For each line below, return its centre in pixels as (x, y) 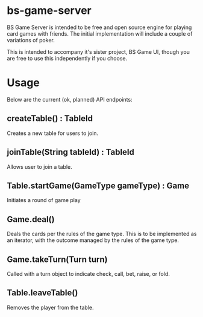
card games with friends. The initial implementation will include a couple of (100, 33)
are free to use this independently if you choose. (67, 58)
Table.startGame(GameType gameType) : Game (98, 185)
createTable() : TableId (50, 119)
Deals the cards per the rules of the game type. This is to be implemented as (102, 234)
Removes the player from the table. (50, 307)
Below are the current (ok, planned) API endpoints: (70, 99)
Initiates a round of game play (44, 200)
